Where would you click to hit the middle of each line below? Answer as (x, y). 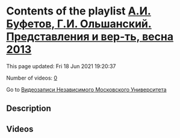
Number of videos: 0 (32, 78)
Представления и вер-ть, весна (90, 37)
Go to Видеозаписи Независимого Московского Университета (86, 89)
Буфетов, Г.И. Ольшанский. (79, 24)
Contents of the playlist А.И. (79, 11)
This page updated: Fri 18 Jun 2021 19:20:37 (61, 66)
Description (29, 109)
